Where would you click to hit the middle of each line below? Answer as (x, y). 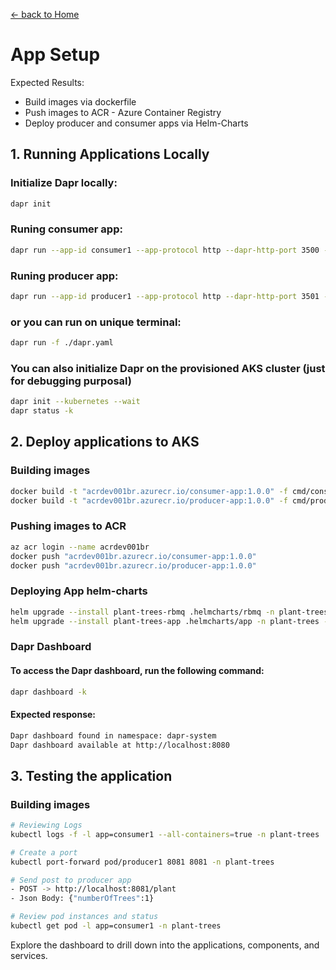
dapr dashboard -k (48, 692)
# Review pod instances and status (84, 917)
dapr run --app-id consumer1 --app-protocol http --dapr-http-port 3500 (165, 250)
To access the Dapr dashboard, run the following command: (137, 670)
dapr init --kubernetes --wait (75, 402)
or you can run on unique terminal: (96, 322)
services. (29, 955)
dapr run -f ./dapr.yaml (62, 343)
